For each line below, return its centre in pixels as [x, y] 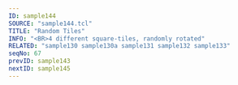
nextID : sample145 [39, 69]
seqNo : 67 [25, 53]
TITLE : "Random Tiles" [47, 31]
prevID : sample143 [39, 62]
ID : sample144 [32, 16]
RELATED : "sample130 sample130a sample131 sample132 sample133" [119, 46]
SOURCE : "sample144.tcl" [50, 23]
